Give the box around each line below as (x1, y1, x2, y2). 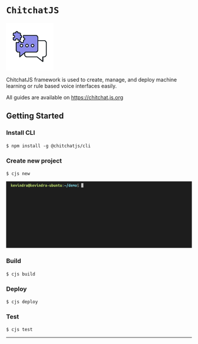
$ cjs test (6, 327, 33, 333)
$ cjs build (6, 271, 35, 277)
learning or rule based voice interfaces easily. (6, 82, 117, 89)
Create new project (6, 157, 62, 165)
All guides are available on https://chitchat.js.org (6, 93, 124, 100)
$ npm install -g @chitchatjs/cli (6, 142, 91, 149)
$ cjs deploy (6, 299, 38, 305)
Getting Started (6, 111, 64, 121)
